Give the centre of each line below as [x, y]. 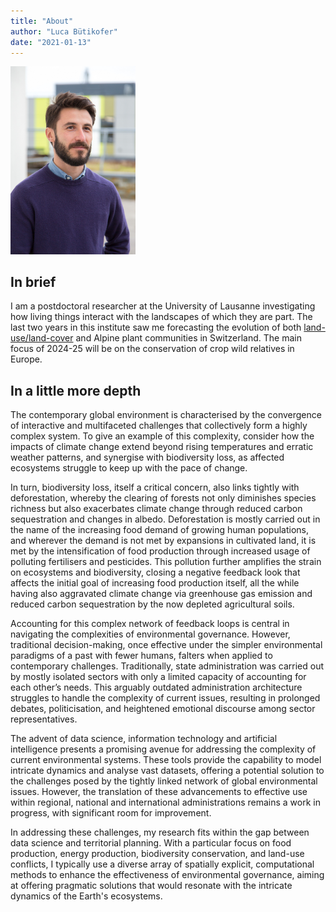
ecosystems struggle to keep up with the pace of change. [129, 468]
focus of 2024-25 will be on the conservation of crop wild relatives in [152, 349]
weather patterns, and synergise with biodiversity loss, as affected [147, 457]
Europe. [26, 359]
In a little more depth [76, 390]
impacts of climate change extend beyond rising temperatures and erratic [162, 447]
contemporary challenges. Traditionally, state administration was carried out [167, 666]
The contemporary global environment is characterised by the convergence [166, 415]
